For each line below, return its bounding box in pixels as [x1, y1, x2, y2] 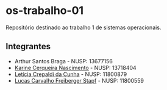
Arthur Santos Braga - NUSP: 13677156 [14, 57, 113, 64]
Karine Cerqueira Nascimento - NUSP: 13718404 [14, 64, 137, 71]
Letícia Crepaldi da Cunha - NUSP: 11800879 [14, 71, 127, 78]
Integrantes [5, 41, 51, 52]
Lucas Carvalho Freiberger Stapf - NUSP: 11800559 [14, 77, 144, 84]
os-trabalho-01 [5, 4, 83, 18]
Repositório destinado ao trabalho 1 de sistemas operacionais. [5, 24, 162, 31]
